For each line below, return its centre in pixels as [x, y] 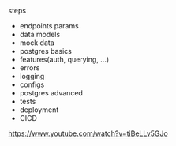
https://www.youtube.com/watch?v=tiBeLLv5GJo [88, 133]
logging [32, 76]
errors [30, 68]
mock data [37, 43]
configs [32, 84]
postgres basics [46, 51]
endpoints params [49, 26]
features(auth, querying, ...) [64, 59]
